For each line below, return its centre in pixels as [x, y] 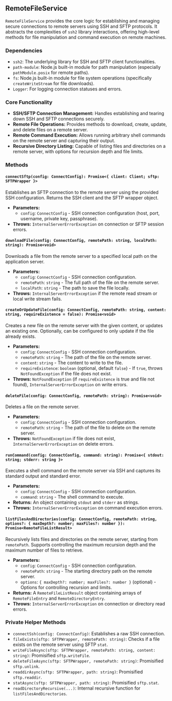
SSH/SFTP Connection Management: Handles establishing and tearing [88, 113]
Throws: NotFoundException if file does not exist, [64, 439]
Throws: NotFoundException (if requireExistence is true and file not [84, 379]
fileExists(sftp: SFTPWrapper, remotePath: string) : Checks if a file [86, 639]
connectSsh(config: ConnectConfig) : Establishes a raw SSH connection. [89, 633]
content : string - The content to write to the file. [72, 363]
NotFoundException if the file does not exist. [66, 373]
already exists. [21, 336]
